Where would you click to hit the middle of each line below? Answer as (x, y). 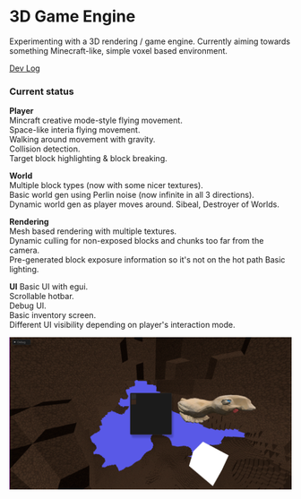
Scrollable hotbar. (42, 297)
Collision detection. (45, 149)
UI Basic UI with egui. (49, 287)
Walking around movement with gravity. (82, 140)
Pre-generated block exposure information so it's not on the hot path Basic (147, 260)
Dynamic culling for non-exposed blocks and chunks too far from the (137, 241)
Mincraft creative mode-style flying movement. (96, 120)
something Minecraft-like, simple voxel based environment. (119, 50)
